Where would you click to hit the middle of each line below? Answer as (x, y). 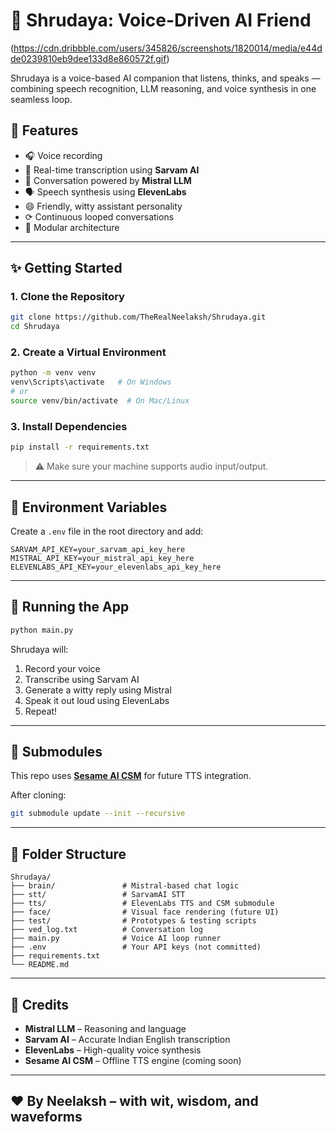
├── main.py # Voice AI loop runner (116, 939)
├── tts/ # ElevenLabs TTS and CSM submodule (142, 904)
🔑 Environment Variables (89, 507)
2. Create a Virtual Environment (88, 352)
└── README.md (40, 965)
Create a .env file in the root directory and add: (107, 531)
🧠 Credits (40, 1004)
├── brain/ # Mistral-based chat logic (125, 886)
